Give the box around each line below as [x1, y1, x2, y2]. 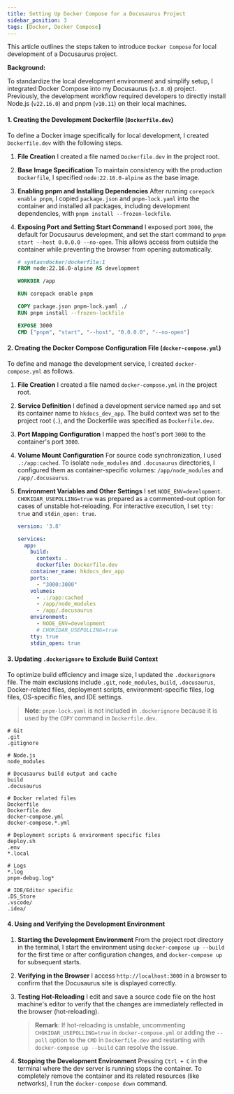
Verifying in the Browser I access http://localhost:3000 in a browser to [17, 971, 227, 980]
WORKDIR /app [17, 278, 56, 285]
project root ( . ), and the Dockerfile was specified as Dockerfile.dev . [17, 416, 214, 425]
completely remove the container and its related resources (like [17, 1072, 200, 1080]
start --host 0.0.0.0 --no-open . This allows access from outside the [17, 238, 219, 246]
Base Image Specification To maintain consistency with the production [17, 165, 223, 174]
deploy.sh [7, 837, 36, 845]
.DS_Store [7, 893, 36, 900]
